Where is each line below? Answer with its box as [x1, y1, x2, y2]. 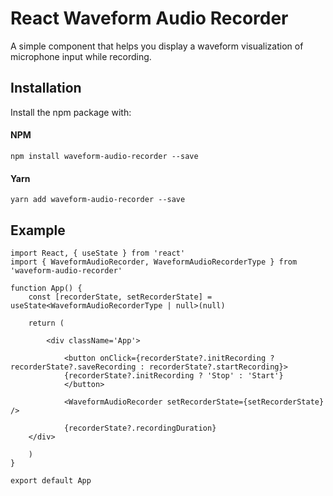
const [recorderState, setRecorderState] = [28, 292, 213, 302]
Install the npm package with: [10, 106, 132, 118]
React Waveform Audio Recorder [10, 7, 289, 30]
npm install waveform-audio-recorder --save [10, 151, 199, 161]
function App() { [10, 283, 83, 293]
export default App [10, 475, 92, 486]
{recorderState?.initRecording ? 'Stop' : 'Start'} [63, 370, 284, 381]
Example [10, 222, 66, 239]
